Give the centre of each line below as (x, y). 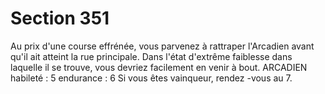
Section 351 (60, 18)
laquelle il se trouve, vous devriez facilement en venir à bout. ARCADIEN (159, 67)
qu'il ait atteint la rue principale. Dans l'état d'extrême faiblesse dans (151, 56)
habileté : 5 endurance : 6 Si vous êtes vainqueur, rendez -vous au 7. (151, 78)
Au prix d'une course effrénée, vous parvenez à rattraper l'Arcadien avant (162, 46)
